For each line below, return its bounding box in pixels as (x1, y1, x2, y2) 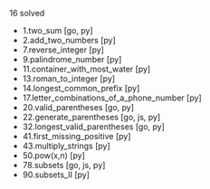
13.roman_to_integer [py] (22, 73, 116, 84)
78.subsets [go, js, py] (22, 160, 106, 170)
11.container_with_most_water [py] (22, 63, 151, 74)
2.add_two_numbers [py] (22, 35, 116, 45)
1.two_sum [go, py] (22, 25, 93, 35)
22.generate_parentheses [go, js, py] (22, 112, 161, 122)
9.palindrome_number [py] (22, 54, 122, 64)
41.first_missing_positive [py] (22, 131, 131, 141)
